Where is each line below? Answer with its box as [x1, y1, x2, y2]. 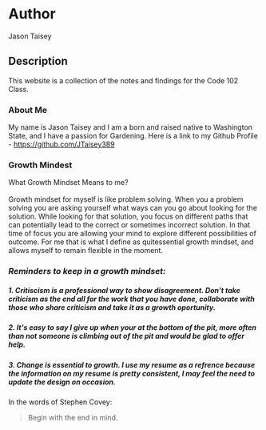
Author [8, 5, 56, 23]
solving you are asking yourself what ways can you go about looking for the [8, 203, 258, 213]
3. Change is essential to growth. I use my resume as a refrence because [8, 360, 256, 369]
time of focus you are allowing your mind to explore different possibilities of [8, 229, 257, 239]
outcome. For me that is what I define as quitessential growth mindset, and [8, 237, 254, 247]
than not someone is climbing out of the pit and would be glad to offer [8, 332, 245, 341]
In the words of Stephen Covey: [8, 397, 113, 407]
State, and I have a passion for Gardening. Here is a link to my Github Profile [8, 131, 258, 141]
